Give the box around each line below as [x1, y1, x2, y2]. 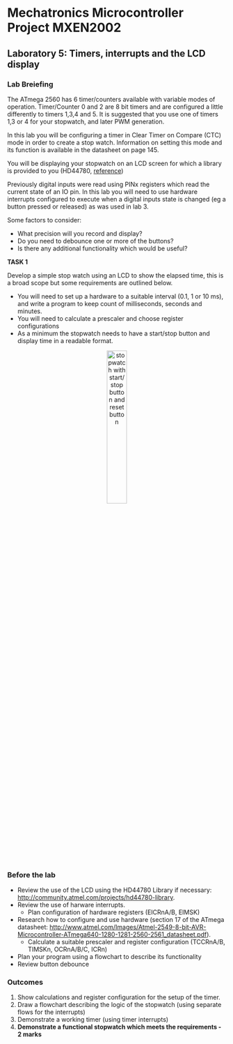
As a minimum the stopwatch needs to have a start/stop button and [17, 329, 210, 338]
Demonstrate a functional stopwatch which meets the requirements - [17, 1023, 222, 1031]
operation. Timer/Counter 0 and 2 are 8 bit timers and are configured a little [7, 103, 224, 111]
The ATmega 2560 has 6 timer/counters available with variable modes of [7, 95, 216, 103]
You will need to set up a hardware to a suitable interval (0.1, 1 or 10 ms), [17, 292, 224, 301]
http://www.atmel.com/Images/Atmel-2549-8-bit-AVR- [49, 923, 207, 932]
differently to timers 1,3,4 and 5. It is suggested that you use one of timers [7, 109, 219, 118]
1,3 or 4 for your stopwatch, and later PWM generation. [7, 117, 165, 126]
